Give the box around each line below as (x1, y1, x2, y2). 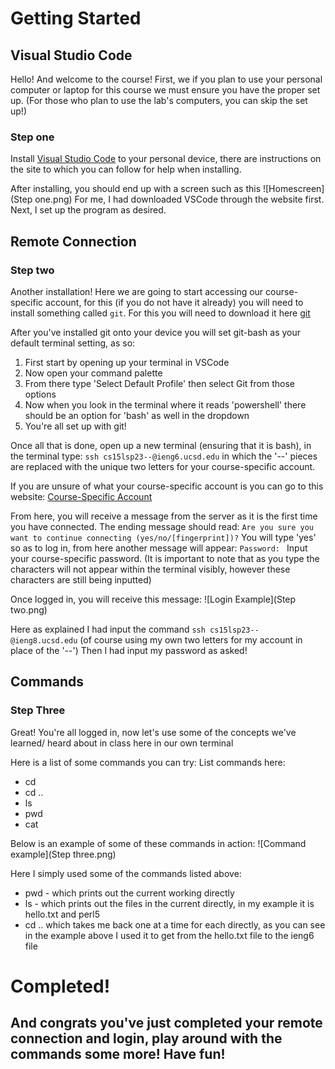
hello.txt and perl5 (24, 908, 101, 920)
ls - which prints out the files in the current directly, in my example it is (24, 897, 315, 909)
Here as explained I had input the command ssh (10, 623, 206, 635)
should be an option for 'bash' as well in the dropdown (24, 409, 250, 421)
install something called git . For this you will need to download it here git (10, 307, 311, 319)
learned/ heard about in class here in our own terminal (10, 737, 234, 749)
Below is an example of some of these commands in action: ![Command (10, 837, 307, 849)
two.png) (10, 603, 48, 616)
